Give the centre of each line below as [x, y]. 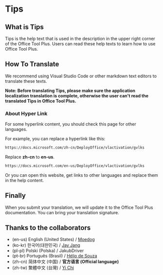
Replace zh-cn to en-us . [30, 157]
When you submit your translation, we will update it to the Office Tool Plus [79, 207]
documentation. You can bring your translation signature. [62, 212]
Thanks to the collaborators [48, 228]
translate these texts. [26, 81]
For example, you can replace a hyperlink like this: [55, 139]
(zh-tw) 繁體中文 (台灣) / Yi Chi [43, 268]
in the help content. [25, 180]
